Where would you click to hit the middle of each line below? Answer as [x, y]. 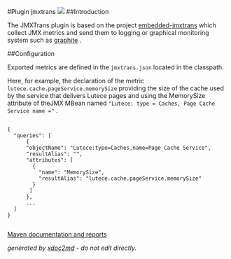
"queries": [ [33, 136]
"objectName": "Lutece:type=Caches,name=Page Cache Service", [118, 148]
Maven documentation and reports [57, 234]
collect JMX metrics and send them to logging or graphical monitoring [108, 33]
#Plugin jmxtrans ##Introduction [58, 12]
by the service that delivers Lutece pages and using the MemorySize [106, 96]
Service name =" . [33, 111]
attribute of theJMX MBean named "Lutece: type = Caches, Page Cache [111, 103]
